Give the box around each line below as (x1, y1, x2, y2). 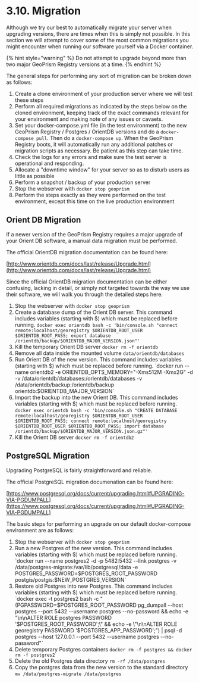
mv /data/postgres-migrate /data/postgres (14, 671, 122, 677)
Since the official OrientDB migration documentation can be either (6, 278, 168, 285)
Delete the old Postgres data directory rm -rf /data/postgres (14, 657, 166, 665)
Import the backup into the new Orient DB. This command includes (14, 394, 178, 401)
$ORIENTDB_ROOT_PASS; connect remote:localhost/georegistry (14, 418, 167, 424)
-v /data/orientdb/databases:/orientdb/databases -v (14, 375, 143, 382)
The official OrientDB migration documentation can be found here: (6, 248, 168, 255)
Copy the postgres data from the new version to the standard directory (14, 663, 188, 670)
